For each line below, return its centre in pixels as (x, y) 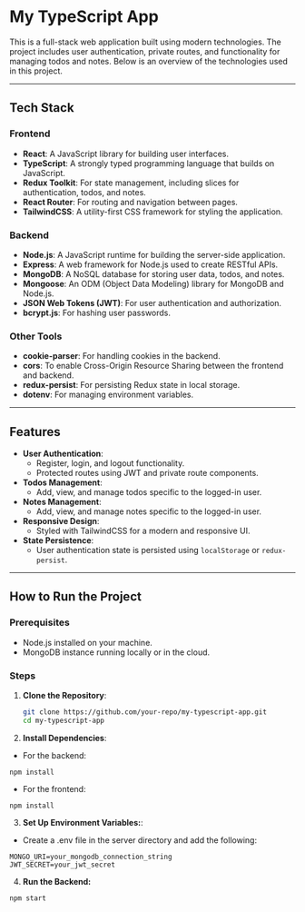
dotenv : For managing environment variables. (108, 395)
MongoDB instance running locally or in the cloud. (116, 652)
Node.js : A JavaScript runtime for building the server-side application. (154, 254)
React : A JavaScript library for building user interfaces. (126, 154)
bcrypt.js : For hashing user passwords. (96, 312)
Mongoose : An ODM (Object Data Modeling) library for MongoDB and (153, 283)
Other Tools (36, 336)
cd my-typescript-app (63, 720)
